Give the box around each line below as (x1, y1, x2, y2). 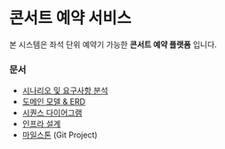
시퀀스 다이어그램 (21, 107, 83, 118)
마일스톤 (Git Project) (21, 129, 98, 140)
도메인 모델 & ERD (21, 97, 86, 107)
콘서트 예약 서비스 (9, 8, 132, 28)
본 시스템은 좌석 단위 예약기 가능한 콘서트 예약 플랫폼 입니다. (9, 39, 218, 50)
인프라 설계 (21, 119, 61, 129)
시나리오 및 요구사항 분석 (21, 85, 108, 96)
